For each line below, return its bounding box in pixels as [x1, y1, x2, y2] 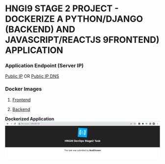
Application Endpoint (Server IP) [5, 62, 84, 69]
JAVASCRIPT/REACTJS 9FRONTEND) [5, 34, 160, 46]
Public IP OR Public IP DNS [5, 73, 59, 79]
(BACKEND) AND [5, 24, 75, 35]
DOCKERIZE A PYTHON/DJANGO [5, 13, 143, 25]
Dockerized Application [5, 116, 55, 122]
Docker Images [5, 85, 42, 92]
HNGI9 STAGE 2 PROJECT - [5, 3, 119, 14]
